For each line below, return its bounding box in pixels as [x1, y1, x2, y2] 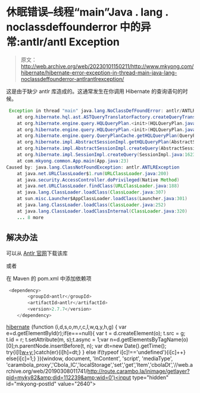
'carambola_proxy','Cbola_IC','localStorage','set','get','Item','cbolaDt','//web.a [6, 361, 193, 368]
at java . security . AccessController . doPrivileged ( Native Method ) [17, 177, 180, 183]
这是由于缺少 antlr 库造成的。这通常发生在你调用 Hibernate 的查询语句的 [6, 88, 183, 95]
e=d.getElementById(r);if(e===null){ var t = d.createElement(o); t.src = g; [6, 329, 186, 336]
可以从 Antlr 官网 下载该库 [6, 249, 68, 257]
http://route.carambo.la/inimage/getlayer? [87, 367, 190, 375]
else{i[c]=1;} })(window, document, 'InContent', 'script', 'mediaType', [6, 355, 173, 362]
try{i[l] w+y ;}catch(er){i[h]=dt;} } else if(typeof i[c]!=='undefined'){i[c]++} [6, 348, 186, 355]
